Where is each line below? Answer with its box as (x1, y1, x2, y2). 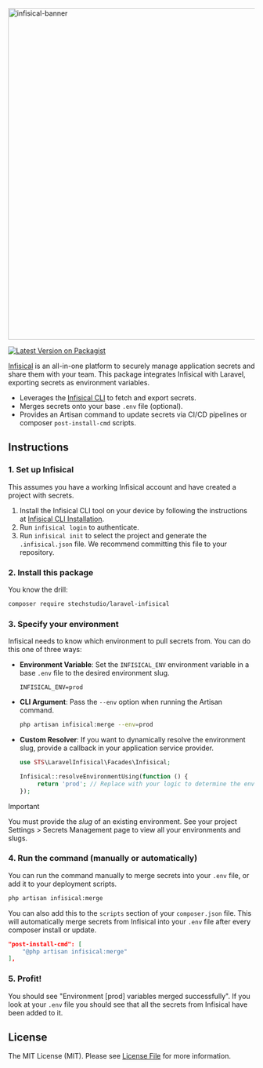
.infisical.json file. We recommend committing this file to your (19, 539, 228, 549)
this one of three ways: (8, 645, 82, 654)
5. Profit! (8, 973, 42, 984)
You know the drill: (8, 585, 68, 594)
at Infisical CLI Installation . (19, 514, 104, 523)
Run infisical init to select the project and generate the (19, 530, 207, 540)
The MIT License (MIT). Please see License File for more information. (8, 1052, 231, 1061)
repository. (19, 547, 55, 556)
